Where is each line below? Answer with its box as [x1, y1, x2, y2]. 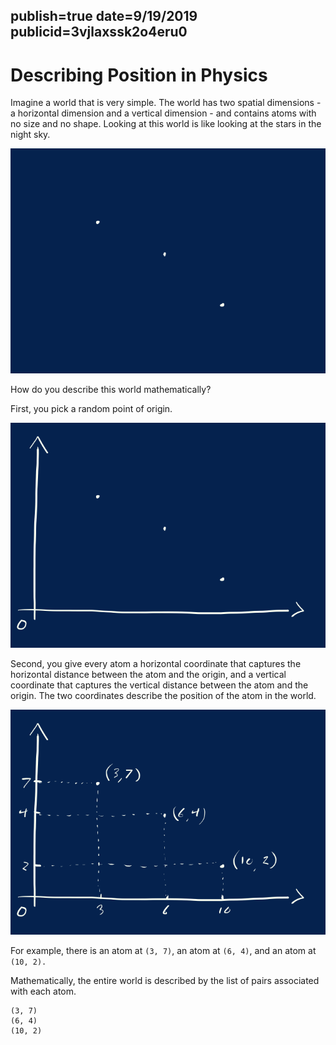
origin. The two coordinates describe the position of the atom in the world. [10, 690, 317, 702]
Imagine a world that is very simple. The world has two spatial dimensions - [10, 97, 322, 109]
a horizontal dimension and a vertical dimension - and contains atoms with [10, 107, 317, 119]
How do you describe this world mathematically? [10, 384, 212, 396]
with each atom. [10, 985, 77, 998]
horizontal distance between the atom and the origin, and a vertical [10, 669, 287, 681]
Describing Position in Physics [10, 64, 268, 86]
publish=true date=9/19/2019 [10, 8, 198, 25]
